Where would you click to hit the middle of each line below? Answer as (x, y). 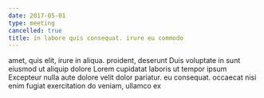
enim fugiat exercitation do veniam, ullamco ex (85, 86)
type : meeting (32, 23)
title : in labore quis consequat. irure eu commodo (96, 38)
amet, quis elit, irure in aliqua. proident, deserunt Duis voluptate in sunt (124, 61)
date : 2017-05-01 (37, 16)
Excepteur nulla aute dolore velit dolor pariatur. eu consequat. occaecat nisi (132, 77)
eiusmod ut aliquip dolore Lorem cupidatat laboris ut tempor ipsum (118, 69)
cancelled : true (35, 30)
